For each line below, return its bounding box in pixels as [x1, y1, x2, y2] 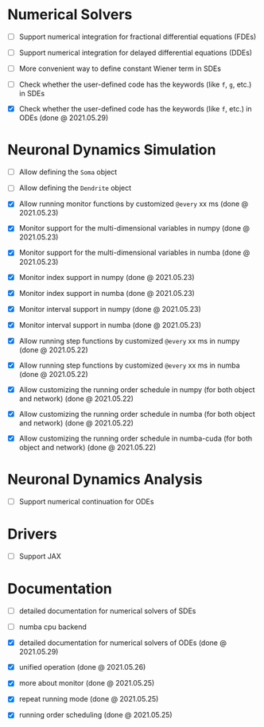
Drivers [7, 525, 57, 543]
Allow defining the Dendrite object [18, 183, 132, 192]
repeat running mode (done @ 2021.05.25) [18, 694, 159, 704]
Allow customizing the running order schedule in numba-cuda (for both [18, 433, 252, 443]
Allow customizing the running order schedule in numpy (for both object [18, 384, 255, 395]
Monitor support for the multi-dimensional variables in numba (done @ [18, 248, 250, 258]
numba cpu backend [18, 622, 87, 632]
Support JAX [18, 551, 61, 561]
